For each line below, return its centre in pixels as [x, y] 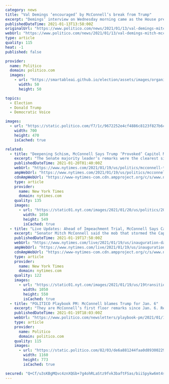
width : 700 [26, 131]
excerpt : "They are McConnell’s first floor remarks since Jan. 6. [86, 308]
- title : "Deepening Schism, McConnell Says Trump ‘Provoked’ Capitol [85, 154]
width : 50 [29, 85]
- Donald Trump [26, 108]
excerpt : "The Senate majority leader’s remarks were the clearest [86, 159]
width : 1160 [36, 355]
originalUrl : [19, 29]
